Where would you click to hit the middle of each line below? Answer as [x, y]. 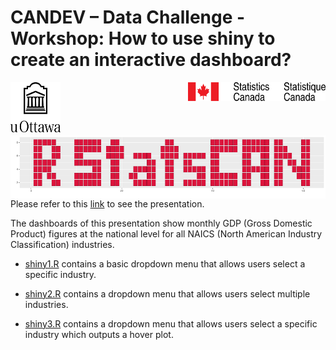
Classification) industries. [62, 244]
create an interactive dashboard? [151, 60]
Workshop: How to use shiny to [143, 38]
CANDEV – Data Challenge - [128, 17]
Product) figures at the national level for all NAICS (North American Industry [166, 233]
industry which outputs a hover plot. [99, 334]
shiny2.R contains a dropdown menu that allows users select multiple [167, 293]
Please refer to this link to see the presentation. [107, 203]
